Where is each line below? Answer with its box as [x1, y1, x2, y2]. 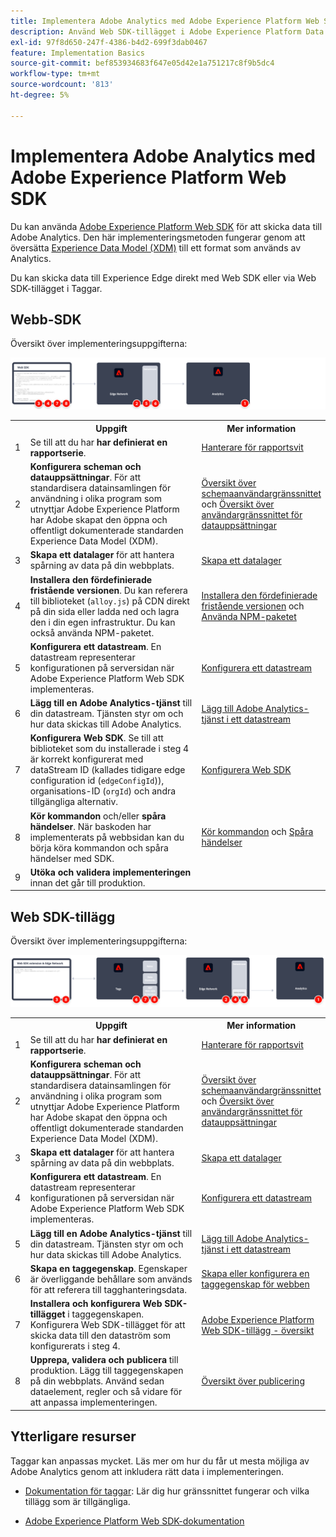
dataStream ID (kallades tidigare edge [29, 764, 186, 776]
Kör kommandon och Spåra [201, 826, 314, 838]
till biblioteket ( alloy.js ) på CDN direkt [29, 595, 190, 607]
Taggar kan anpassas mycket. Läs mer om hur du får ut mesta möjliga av [10, 1455, 310, 1467]
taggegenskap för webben [201, 1278, 310, 1290]
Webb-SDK [10, 311, 82, 328]
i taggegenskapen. [67, 1308, 145, 1320]
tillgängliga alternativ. [29, 796, 119, 808]
